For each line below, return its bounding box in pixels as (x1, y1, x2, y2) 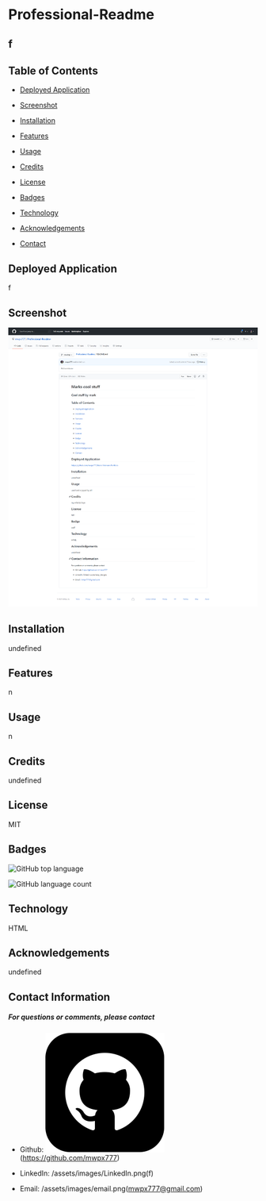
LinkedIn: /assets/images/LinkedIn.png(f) (19, 1168, 154, 1178)
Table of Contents (8, 64, 99, 77)
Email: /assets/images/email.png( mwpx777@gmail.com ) (19, 1184, 203, 1193)
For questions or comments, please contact (8, 1012, 155, 1022)
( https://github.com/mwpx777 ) (19, 1153, 120, 1162)
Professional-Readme (8, 6, 154, 24)
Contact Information (8, 990, 111, 1003)
